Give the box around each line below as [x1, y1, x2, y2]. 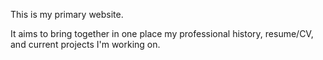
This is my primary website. [10, 9, 124, 20]
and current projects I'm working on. [10, 39, 161, 50]
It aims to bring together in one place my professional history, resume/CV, [10, 28, 314, 39]
